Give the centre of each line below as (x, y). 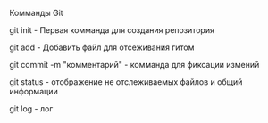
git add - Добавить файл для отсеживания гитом (102, 47)
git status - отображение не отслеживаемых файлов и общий (126, 82)
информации (33, 91)
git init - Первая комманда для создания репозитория (112, 30)
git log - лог (31, 109)
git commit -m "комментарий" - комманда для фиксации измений (134, 65)
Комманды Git (37, 13)
